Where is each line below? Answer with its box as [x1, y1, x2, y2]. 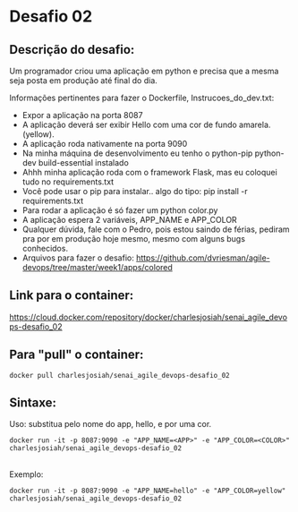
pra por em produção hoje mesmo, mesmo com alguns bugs [21, 234, 246, 243]
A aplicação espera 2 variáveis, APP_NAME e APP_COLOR [21, 215, 237, 225]
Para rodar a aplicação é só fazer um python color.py [21, 205, 218, 216]
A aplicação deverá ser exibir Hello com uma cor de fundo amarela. [21, 119, 271, 130]
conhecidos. [21, 243, 69, 253]
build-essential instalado [38, 158, 130, 167]
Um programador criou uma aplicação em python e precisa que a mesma [9, 65, 279, 76]
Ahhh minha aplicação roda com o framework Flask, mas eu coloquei [21, 167, 277, 177]
